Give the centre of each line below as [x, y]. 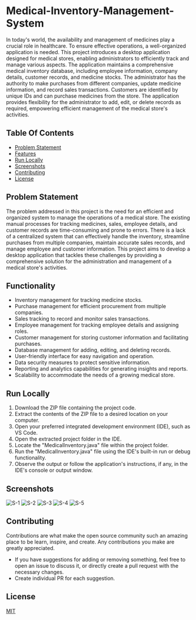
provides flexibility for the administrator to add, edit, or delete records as [94, 102]
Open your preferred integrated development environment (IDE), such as [102, 426]
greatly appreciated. [31, 548]
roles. [21, 331]
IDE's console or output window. [54, 470]
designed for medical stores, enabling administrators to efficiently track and [98, 58]
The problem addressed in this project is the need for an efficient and [90, 211]
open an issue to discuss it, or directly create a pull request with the [97, 565]
